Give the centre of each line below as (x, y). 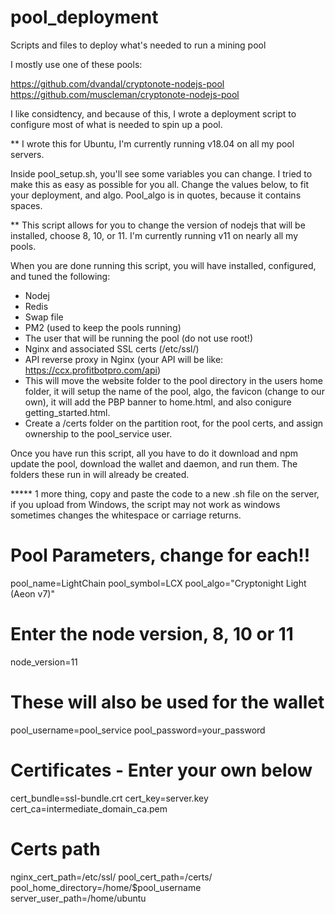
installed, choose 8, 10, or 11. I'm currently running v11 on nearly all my (154, 235)
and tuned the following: (60, 276)
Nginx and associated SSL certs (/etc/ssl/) (112, 348)
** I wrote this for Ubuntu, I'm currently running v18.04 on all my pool (152, 143)
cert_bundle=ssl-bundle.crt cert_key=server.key (109, 798)
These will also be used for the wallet (167, 702)
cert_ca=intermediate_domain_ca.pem (89, 808)
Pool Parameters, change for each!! (160, 555)
